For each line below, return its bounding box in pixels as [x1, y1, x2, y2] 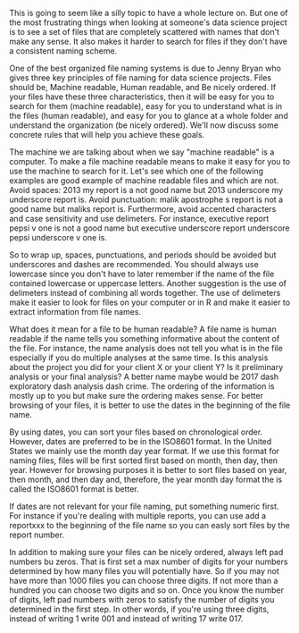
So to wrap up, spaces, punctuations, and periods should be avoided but [9, 249, 277, 260]
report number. [9, 529, 65, 540]
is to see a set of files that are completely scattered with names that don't [9, 27, 279, 37]
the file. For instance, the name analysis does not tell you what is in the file [9, 343, 283, 353]
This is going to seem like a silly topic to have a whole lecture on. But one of [9, 8, 288, 18]
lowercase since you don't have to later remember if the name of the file [9, 268, 275, 279]
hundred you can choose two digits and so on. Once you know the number [9, 585, 284, 595]
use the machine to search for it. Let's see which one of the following [9, 165, 263, 176]
